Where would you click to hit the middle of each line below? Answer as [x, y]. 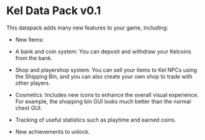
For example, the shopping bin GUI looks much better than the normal [103, 101]
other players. [33, 83]
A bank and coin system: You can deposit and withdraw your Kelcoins [103, 51]
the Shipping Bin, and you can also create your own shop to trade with [104, 76]
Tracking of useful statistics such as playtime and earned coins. [95, 120]
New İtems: [29, 39]
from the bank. [34, 58]
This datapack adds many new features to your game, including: [87, 28]
